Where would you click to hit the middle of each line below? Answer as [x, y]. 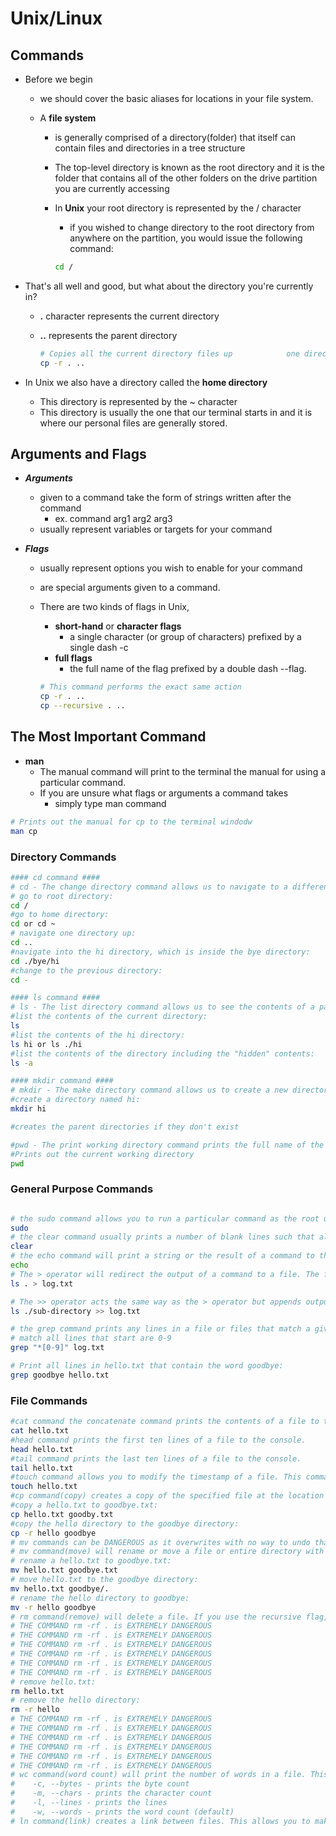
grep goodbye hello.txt [60, 1375]
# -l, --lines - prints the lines [89, 1803]
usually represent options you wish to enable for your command [171, 568]
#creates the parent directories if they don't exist [125, 1127]
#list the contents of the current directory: [109, 1017]
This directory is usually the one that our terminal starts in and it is [176, 412]
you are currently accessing [112, 188]
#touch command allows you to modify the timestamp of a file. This [156, 1477]
